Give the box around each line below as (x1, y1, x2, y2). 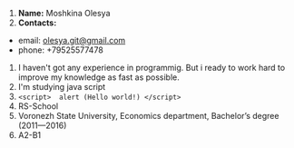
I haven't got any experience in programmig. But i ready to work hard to (17, 63, 286, 73)
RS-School (17, 101, 59, 112)
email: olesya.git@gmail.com (17, 35, 126, 45)
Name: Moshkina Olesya (17, 8, 111, 18)
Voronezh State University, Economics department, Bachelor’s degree (17, 111, 279, 121)
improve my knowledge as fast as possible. (17, 72, 180, 83)
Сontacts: (17, 17, 57, 28)
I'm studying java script (17, 82, 106, 92)
